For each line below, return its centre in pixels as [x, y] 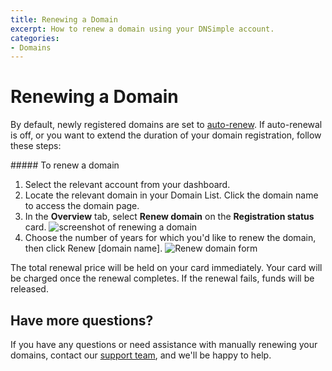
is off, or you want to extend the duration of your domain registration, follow [166, 135]
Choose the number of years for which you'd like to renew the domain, [170, 238]
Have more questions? [82, 320]
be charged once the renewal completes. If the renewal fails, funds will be [162, 278]
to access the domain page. [82, 206]
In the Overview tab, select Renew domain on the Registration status [169, 217]
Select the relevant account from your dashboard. [127, 185]
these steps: [36, 146]
